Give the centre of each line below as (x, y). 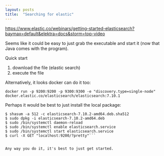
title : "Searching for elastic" (40, 14)
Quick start (16, 58)
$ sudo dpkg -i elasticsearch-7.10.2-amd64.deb (55, 118)
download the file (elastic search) (46, 68)
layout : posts (20, 10)
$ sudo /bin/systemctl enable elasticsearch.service (61, 127)
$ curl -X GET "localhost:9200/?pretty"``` (51, 136)
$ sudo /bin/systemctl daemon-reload (44, 122)
